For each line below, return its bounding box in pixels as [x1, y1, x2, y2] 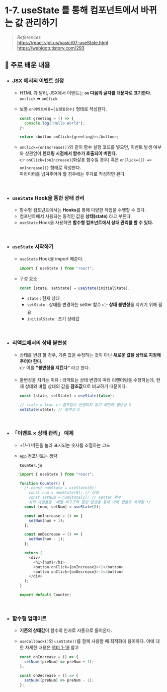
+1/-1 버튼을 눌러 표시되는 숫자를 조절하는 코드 [19, 442, 111, 448]
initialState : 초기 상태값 [27, 316, 80, 322]
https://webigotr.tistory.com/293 [17, 45, 85, 51]
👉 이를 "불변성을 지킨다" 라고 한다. [19, 364, 90, 370]
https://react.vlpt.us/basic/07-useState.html [17, 39, 109, 45]
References [17, 34, 41, 40]
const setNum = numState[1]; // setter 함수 [29, 495, 122, 500]
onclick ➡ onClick [19, 95, 58, 101]
